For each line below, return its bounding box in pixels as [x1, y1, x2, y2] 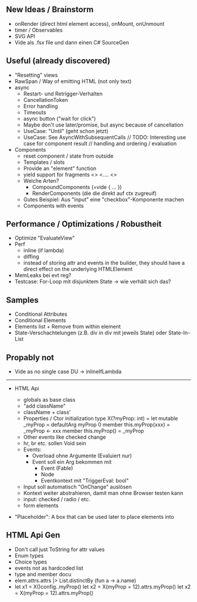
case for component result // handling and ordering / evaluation [23, 140, 177, 147]
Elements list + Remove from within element [14, 323, 121, 330]
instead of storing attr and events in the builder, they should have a [23, 259, 185, 266]
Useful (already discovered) [6, 56, 110, 66]
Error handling [23, 102, 58, 110]
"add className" [23, 402, 66, 409]
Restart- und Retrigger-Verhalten [23, 90, 103, 97]
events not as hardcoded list [14, 565, 83, 572]
